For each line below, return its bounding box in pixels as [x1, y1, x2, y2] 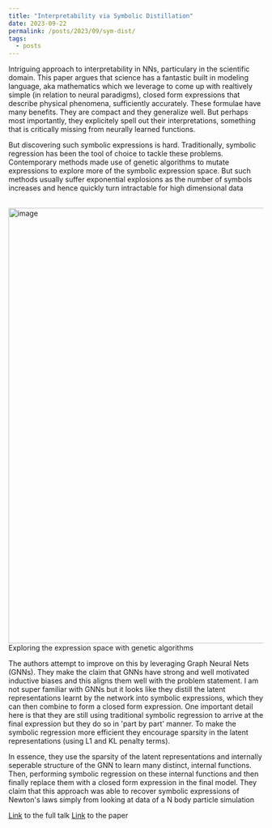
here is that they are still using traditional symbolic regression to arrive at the [8, 711, 264, 720]
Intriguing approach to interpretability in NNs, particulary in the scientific [8, 64, 250, 74]
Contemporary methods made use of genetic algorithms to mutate [8, 157, 229, 167]
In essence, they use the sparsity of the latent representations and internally [8, 752, 263, 762]
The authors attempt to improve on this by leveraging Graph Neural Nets [8, 659, 249, 668]
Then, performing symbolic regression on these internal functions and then [8, 769, 259, 779]
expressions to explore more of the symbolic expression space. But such [8, 166, 251, 176]
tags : [8, 34, 27, 43]
